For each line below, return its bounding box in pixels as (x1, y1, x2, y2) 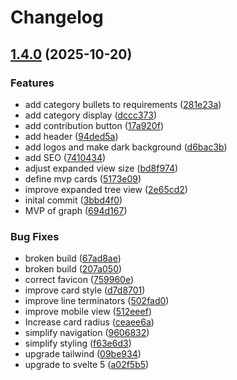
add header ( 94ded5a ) (24, 130, 119, 142)
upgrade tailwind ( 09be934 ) (24, 348, 142, 360)
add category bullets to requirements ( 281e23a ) (24, 98, 222, 110)
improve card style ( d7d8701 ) (24, 284, 146, 296)
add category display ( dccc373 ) (24, 109, 158, 121)
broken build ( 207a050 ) (24, 263, 123, 275)
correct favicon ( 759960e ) (24, 274, 135, 286)
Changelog (10, 6, 104, 29)
